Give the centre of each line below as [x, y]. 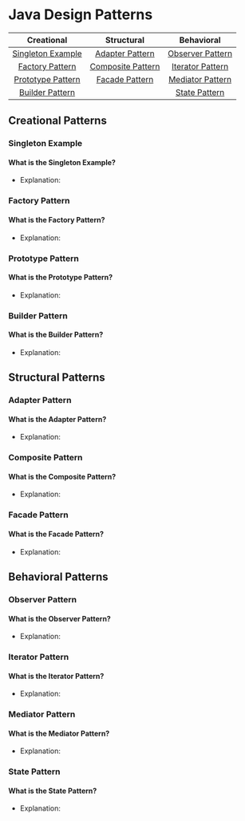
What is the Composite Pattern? [62, 476]
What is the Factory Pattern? [57, 219]
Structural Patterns [57, 378]
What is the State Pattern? [53, 791]
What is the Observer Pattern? [60, 618]
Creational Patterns [58, 121]
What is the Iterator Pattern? [56, 676]
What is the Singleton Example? [62, 162]
